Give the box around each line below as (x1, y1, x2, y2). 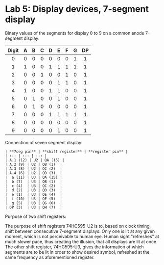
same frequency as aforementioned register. (5, 254, 94, 260)
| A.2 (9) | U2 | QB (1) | (5, 162, 63, 167)
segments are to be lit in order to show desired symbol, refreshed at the (5, 249, 150, 255)
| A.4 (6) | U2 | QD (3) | (5, 170, 63, 175)
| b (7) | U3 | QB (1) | (5, 179, 63, 184)
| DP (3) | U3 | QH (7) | (5, 205, 63, 210)
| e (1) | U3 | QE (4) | (5, 192, 63, 197)
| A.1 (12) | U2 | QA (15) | (5, 158, 65, 162)
